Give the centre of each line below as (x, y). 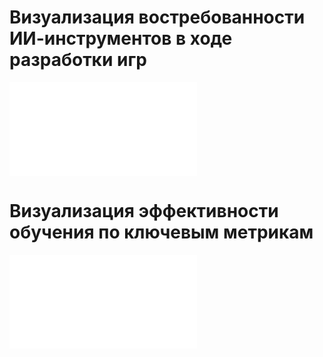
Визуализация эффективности (144, 211)
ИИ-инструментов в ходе (121, 38)
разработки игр (78, 60)
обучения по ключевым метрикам (161, 232)
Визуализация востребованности (157, 17)
